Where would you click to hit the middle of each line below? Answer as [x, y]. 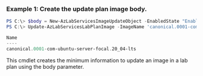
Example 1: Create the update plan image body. [77, 9]
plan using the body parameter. [45, 66]
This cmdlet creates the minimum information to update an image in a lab [97, 60]
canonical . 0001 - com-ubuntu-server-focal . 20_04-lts [71, 49]
